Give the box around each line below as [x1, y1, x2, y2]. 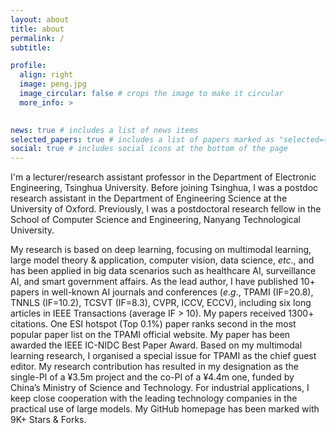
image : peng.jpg [19, 79, 87, 90]
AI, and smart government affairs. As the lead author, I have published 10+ [10, 276, 316, 288]
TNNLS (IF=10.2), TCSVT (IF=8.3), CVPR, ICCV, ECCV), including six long [10, 297, 312, 309]
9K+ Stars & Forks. [10, 414, 87, 426]
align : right [19, 70, 74, 80]
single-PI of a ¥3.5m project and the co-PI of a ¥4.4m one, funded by [10, 371, 295, 383]
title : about [10, 24, 65, 34]
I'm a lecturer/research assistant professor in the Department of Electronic [10, 171, 317, 183]
